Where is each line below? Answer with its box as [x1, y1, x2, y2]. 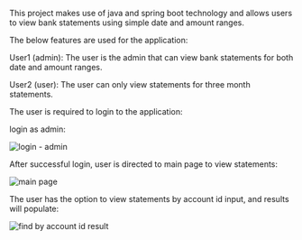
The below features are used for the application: [9, 35, 188, 45]
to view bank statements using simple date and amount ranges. [9, 17, 245, 28]
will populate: [9, 203, 59, 214]
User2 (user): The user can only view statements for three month [9, 79, 251, 89]
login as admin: [9, 124, 66, 134]
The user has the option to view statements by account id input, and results [9, 194, 290, 204]
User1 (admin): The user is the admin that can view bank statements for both [9, 52, 294, 62]
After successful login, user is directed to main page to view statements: [9, 159, 278, 170]
